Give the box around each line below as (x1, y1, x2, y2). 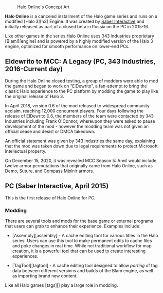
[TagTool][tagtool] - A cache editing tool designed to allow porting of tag (12, 262, 158, 268)
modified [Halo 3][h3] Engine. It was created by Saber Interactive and (5, 18, 145, 24)
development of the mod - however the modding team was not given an (5, 123, 149, 129)
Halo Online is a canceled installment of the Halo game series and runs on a (5, 14, 158, 19)
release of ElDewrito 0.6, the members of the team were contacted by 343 (5, 113, 154, 119)
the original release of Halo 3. (5, 93, 64, 99)
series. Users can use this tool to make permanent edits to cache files (12, 238, 152, 244)
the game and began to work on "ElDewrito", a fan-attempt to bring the (5, 83, 147, 89)
